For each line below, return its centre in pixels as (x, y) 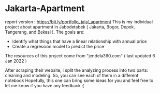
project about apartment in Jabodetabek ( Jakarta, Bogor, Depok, (70, 27)
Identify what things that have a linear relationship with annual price (79, 41)
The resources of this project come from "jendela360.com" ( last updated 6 (80, 55)
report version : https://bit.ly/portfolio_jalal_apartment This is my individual (79, 22)
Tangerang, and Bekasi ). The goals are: (45, 32)
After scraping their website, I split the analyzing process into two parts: (77, 70)
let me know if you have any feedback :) (45, 85)
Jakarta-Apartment (45, 8)
